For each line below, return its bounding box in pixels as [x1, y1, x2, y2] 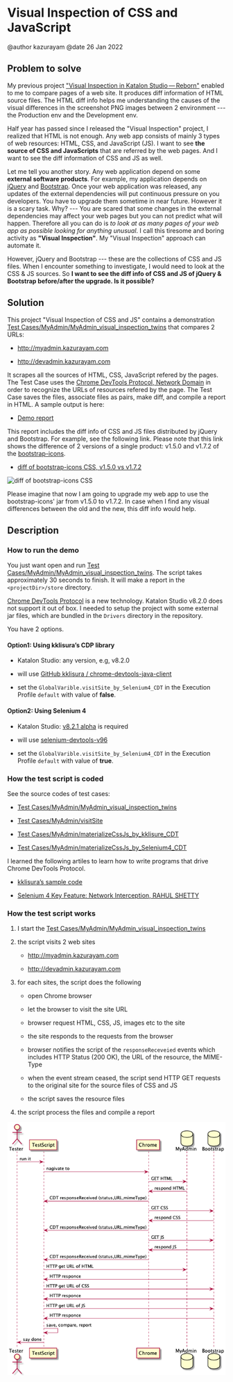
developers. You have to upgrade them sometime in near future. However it [7, 197, 223, 205]
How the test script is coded [7, 774, 104, 783]
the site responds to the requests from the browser [27, 1032, 173, 1041]
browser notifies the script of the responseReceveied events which [27, 1046, 216, 1054]
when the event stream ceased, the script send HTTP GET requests [27, 1074, 221, 1082]
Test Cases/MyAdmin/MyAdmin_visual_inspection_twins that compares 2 [7, 323, 215, 331]
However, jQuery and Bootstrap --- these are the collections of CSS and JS [7, 254, 222, 263]
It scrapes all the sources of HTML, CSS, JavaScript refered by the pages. [7, 371, 218, 379]
